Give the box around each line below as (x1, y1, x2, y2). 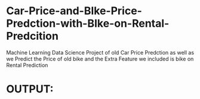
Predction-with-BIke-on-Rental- (6, 17, 170, 30)
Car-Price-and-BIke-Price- (6, 4, 142, 18)
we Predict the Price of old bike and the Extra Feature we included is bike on (6, 55, 194, 62)
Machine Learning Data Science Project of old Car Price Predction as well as (6, 49, 195, 56)
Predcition (6, 30, 59, 43)
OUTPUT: (6, 82, 54, 96)
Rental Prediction (6, 61, 48, 69)
